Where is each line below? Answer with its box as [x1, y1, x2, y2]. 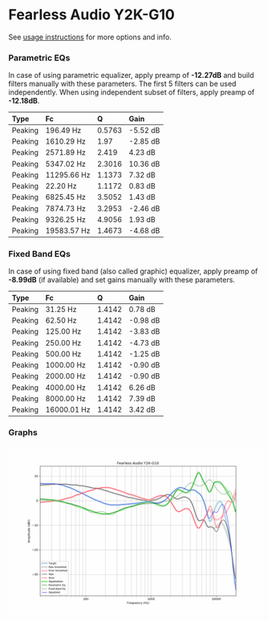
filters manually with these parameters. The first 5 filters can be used [8, 79, 237, 89]
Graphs [8, 427, 38, 438]
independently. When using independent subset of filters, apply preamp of [8, 87, 255, 97]
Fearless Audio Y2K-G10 [8, 6, 175, 24]
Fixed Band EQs [8, 248, 71, 259]
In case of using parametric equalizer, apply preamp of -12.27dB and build [8, 71, 254, 80]
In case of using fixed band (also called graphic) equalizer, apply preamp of [8, 266, 258, 276]
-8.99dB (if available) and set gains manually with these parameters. [8, 275, 235, 285]
